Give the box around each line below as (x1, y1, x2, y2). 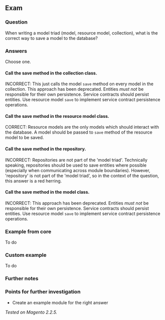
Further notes (5, 275, 38, 282)
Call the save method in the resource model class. (5, 113, 109, 119)
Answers (5, 47, 27, 54)
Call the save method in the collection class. (5, 70, 98, 76)
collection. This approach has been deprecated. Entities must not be (5, 86, 144, 92)
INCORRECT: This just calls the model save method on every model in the (5, 81, 154, 87)
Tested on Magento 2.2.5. (5, 309, 58, 315)
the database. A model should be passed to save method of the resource (5, 129, 153, 135)
